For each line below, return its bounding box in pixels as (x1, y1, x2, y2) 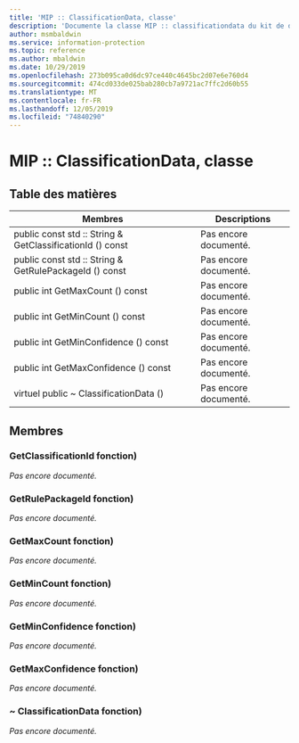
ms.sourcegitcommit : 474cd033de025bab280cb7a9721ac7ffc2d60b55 (9, 79, 249, 88)
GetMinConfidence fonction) (9, 620, 136, 632)
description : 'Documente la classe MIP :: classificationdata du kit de (9, 21, 285, 30)
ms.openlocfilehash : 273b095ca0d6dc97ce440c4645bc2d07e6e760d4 (9, 71, 249, 80)
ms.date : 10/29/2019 (9, 63, 86, 72)
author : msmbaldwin (9, 29, 82, 38)
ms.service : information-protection (9, 37, 145, 47)
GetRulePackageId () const (13, 265, 126, 277)
